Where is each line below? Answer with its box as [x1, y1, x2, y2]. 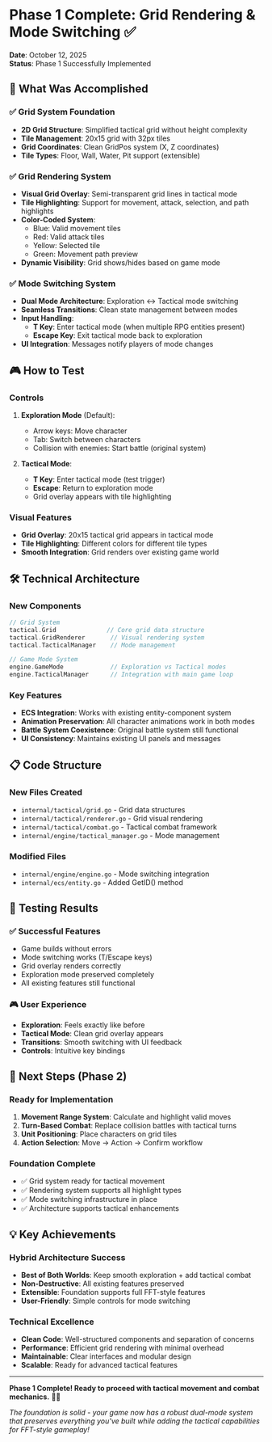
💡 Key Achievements [9, 1227, 116, 1242]
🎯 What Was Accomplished [9, 82, 149, 96]
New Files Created [9, 786, 83, 798]
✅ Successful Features [9, 925, 101, 937]
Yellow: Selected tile [32, 240, 100, 250]
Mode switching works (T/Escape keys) [20, 952, 153, 962]
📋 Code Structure [9, 758, 102, 772]
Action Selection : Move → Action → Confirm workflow [20, 1137, 203, 1147]
